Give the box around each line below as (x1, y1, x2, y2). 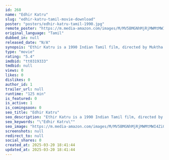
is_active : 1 (5, 101, 33, 106)
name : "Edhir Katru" (5, 12, 49, 17)
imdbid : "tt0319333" (5, 59, 49, 64)
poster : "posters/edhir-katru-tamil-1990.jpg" (5, 21, 105, 27)
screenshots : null (5, 128, 44, 133)
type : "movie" (5, 49, 35, 54)
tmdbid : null (5, 63, 33, 68)
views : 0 (5, 68, 24, 73)
